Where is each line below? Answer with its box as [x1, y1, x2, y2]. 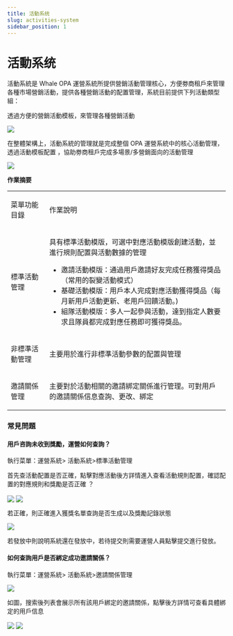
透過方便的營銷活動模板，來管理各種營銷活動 [7, 112, 135, 120]
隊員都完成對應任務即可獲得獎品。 [75, 317, 187, 327]
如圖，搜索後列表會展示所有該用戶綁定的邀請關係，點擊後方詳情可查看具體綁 [7, 598, 226, 606]
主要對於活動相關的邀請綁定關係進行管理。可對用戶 [49, 381, 216, 391]
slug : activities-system [7, 17, 79, 24]
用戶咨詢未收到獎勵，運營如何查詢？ [7, 440, 111, 448]
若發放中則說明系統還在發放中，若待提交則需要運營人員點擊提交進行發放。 [7, 536, 220, 545]
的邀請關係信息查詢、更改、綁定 [49, 392, 154, 401]
